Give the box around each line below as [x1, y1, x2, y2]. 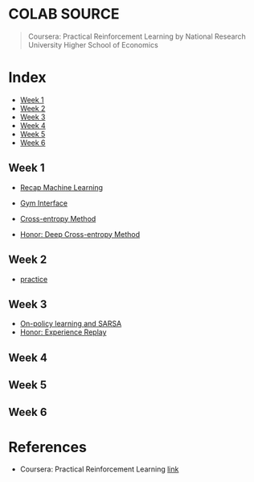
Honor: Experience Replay [19, 327, 107, 337]
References [8, 438, 87, 456]
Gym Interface [19, 198, 68, 208]
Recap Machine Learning [19, 182, 103, 192]
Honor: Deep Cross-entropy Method [19, 229, 141, 239]
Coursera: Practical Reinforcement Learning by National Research [27, 31, 247, 41]
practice [19, 274, 48, 284]
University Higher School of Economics [27, 39, 158, 49]
